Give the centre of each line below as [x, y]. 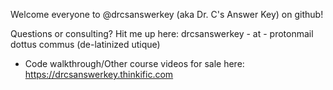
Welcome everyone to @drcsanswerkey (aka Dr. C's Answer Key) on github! [167, 14]
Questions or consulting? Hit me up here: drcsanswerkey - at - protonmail [162, 33]
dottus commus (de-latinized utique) [85, 44]
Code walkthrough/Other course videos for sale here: [134, 63]
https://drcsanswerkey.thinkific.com [99, 74]
